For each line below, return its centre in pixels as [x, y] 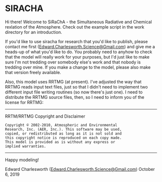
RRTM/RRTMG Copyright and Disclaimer [45, 116]
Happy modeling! [22, 160]
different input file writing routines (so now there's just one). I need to [74, 92]
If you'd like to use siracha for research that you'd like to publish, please [76, 41]
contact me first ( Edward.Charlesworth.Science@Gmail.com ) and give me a [80, 46]
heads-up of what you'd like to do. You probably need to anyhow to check [79, 52]
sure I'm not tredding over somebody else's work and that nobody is [73, 62]
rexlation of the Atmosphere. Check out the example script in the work [75, 27]
